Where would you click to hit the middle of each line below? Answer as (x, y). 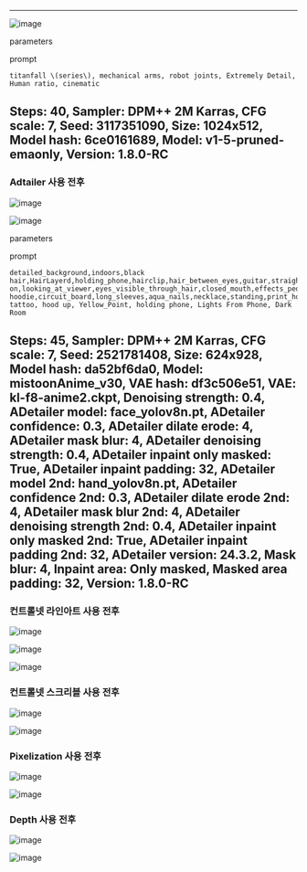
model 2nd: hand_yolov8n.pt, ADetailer (123, 484)
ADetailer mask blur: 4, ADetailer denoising (136, 441)
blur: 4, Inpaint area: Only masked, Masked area (148, 569)
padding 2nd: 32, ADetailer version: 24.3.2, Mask (153, 555)
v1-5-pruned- (245, 140)
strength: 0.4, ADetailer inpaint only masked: (141, 455)
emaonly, (37, 155)
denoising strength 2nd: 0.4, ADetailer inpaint (143, 526)
